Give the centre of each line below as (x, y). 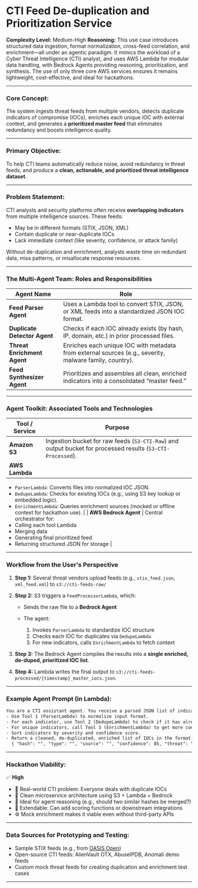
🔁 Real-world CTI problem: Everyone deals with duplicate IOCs (90, 789)
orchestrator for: (34, 519)
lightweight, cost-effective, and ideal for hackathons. (70, 77)
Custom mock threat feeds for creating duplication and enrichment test (101, 867)
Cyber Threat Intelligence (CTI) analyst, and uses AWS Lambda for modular (98, 58)
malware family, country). (98, 360)
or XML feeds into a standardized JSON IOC (124, 311)
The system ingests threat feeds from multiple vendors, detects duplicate (95, 111)
